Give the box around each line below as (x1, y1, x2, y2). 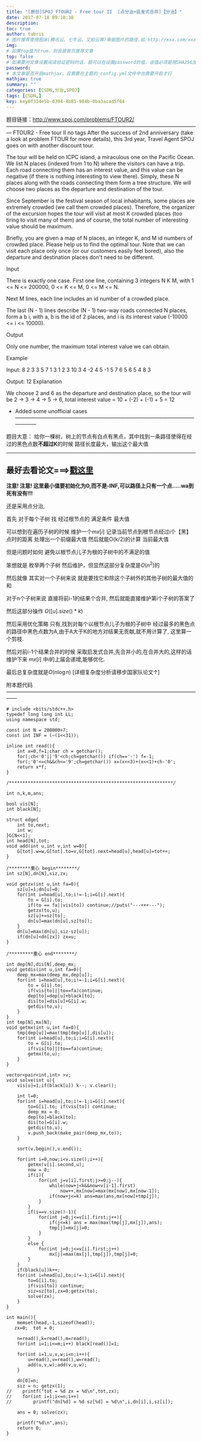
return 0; (17, 1425, 42, 1431)
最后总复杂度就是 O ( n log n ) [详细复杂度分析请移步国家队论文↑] (6, 669, 161, 676)
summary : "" (6, 82, 36, 88)
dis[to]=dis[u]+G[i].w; (28, 998, 87, 1005)
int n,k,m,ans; (6, 790, 44, 797)
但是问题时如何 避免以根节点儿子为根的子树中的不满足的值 (6, 549, 150, 556)
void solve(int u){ (6, 1078, 55, 1084)
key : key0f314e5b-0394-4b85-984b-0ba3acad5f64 (6, 98, 125, 104)
